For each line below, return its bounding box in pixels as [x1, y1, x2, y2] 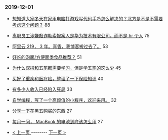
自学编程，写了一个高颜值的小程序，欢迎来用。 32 [12, 97, 117, 103]
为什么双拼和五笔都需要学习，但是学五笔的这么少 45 [12, 65, 121, 71]
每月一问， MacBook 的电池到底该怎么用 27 [12, 119, 103, 125]
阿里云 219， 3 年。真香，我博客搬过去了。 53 [12, 43, 108, 50]
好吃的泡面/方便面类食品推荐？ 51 [12, 54, 82, 60]
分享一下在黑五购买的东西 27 [12, 108, 72, 114]
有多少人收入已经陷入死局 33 [12, 86, 73, 92]
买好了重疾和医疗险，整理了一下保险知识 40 [12, 76, 104, 82]
